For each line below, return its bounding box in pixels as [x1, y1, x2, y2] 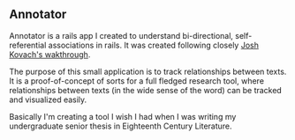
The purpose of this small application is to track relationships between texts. [9, 66, 287, 77]
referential [9, 40, 47, 50]
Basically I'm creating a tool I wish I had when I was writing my [9, 111, 237, 122]
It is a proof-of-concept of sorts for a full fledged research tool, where [9, 75, 265, 86]
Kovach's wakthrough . [9, 48, 91, 60]
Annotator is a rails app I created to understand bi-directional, [9, 30, 234, 41]
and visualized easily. [9, 94, 87, 105]
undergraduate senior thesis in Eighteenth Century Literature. [9, 121, 232, 131]
